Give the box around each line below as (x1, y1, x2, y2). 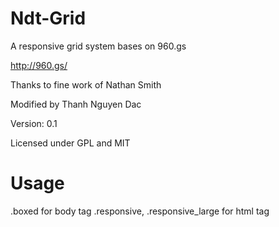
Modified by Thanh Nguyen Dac (10, 98, 142, 110)
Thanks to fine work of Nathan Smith (10, 78, 162, 91)
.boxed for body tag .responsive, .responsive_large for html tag (10, 205, 270, 217)
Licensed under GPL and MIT (10, 137, 131, 149)
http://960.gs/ (10, 59, 68, 71)
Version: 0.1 (10, 117, 58, 129)
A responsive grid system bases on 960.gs (10, 40, 187, 52)
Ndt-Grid (10, 7, 87, 30)
